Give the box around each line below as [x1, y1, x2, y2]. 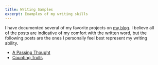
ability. [5, 40, 18, 46]
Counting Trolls [12, 54, 43, 60]
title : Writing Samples [5, 7, 53, 12]
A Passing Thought [12, 49, 51, 55]
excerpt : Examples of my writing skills [5, 12, 88, 16]
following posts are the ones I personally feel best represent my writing [5, 35, 147, 41]
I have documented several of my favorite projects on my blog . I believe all [5, 25, 154, 30]
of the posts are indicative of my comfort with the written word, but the [5, 30, 147, 36]
